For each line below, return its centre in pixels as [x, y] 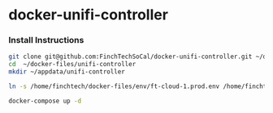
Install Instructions [46, 40]
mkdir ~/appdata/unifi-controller [67, 72]
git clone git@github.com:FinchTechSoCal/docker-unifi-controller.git [130, 57]
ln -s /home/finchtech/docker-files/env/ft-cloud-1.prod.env [114, 86]
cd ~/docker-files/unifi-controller [72, 65]
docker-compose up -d [45, 101]
